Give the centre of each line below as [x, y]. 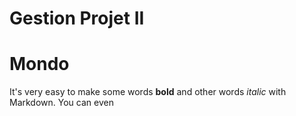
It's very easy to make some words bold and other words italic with [148, 92]
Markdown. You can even [61, 103]
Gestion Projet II [77, 18]
